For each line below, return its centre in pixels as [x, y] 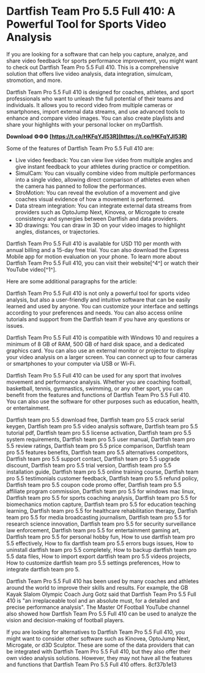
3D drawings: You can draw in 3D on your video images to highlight [100, 225]
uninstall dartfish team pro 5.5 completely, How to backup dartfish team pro [102, 549]
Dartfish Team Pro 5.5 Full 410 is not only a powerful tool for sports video [98, 293]
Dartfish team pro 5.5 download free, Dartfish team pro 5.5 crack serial [95, 420]
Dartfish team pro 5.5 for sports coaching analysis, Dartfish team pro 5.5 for [102, 497]
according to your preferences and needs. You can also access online [94, 313]
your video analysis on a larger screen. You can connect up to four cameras [102, 357]
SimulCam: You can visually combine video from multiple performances [105, 173]
